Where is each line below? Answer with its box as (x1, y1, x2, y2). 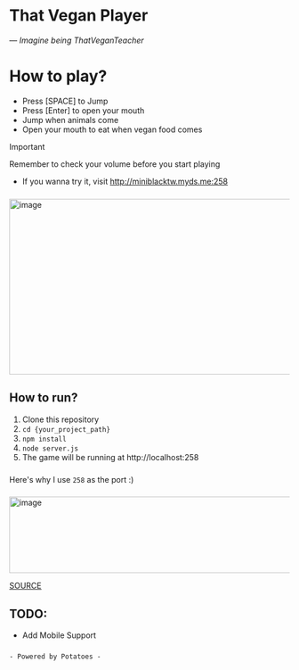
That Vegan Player (9, 5, 149, 26)
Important (9, 141, 45, 152)
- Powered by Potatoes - (9, 652, 101, 661)
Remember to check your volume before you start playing (9, 158, 221, 170)
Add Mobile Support (21, 630, 96, 641)
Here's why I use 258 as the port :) (9, 474, 134, 484)
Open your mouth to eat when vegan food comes (21, 124, 203, 135)
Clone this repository (21, 414, 100, 425)
